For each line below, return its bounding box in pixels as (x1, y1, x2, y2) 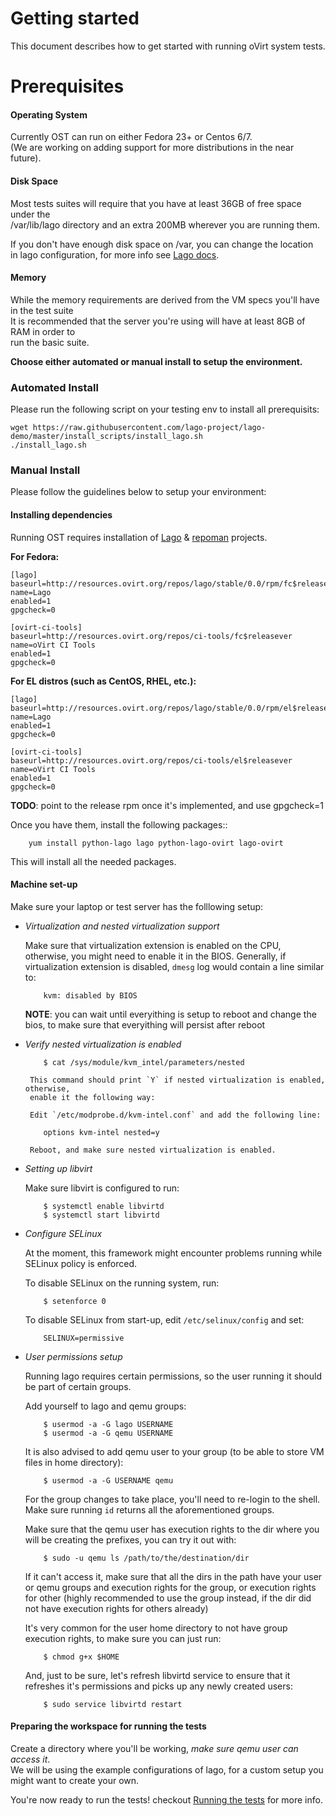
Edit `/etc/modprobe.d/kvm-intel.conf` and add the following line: (29, 1110, 322, 1120)
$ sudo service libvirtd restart (43, 1699, 183, 1709)
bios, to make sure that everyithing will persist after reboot (24, 1018, 266, 1031)
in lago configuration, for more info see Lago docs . (10, 248, 220, 261)
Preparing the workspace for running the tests (10, 1720, 207, 1732)
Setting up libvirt (24, 1162, 93, 1174)
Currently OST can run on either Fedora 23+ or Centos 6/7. (10, 131, 253, 143)
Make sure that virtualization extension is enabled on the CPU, (24, 939, 282, 951)
